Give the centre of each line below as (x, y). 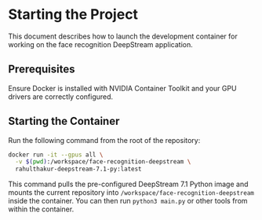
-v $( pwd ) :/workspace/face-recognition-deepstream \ (103, 162)
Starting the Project (73, 15)
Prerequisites (42, 70)
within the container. (41, 209)
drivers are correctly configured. (61, 97)
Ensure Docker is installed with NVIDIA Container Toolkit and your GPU (122, 88)
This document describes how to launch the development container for (123, 36)
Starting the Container (64, 121)
